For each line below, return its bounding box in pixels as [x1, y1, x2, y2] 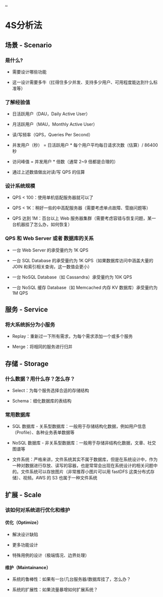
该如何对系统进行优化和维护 [5, 506, 70, 513]
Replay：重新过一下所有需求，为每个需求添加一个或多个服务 [12, 333, 133, 339]
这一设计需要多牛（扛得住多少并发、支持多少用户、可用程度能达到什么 [12, 79, 154, 85]
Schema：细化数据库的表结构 [12, 398, 72, 404]
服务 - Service [5, 305, 48, 314]
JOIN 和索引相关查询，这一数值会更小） [12, 264, 92, 270]
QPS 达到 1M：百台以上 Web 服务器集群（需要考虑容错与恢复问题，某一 [12, 215, 156, 222]
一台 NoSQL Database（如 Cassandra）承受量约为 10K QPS [12, 274, 132, 280]
